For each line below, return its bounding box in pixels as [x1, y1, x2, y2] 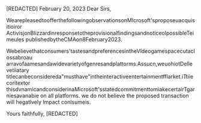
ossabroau [6, 54, 33, 61]
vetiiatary [6, 67, 29, 74]
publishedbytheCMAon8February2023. [25, 36, 122, 43]
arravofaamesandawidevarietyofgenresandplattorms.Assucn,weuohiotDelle [6, 60, 193, 67]
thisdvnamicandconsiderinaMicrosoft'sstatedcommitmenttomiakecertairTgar [6, 86, 195, 92]
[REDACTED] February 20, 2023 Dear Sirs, [6, 5, 112, 12]
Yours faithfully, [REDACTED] [6, 110, 78, 117]
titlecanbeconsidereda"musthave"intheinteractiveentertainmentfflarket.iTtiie [6, 73, 194, 80]
